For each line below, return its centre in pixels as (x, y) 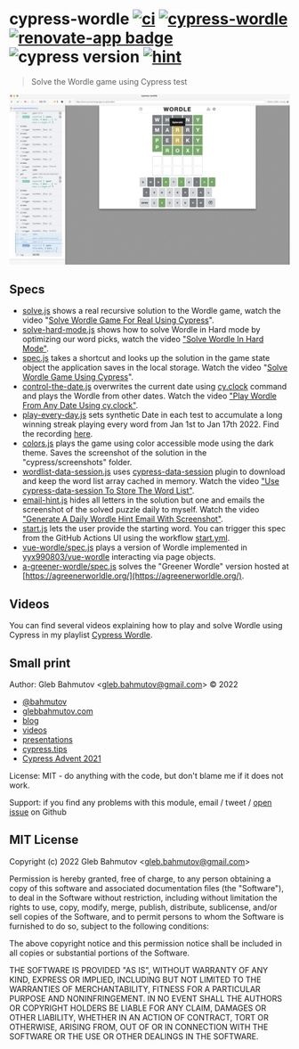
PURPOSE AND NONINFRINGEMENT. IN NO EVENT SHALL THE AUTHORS (146, 998)
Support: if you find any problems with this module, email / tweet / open (141, 803)
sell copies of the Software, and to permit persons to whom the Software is (147, 916)
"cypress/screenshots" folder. (77, 463)
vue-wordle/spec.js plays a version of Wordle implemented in (134, 547)
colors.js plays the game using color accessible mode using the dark (148, 443)
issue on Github (38, 812)
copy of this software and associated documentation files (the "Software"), (147, 888)
